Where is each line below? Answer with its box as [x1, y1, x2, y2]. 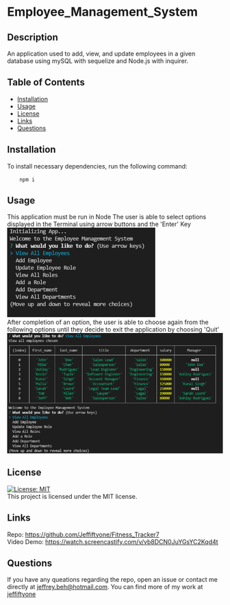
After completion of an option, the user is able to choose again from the [7, 318, 209, 326]
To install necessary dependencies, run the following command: [7, 162, 188, 170]
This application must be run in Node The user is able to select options [7, 213, 207, 221]
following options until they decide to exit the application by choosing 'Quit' [7, 325, 220, 334]
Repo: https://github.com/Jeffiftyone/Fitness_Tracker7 [7, 530, 159, 539]
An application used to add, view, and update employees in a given [7, 49, 196, 58]
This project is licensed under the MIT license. [7, 492, 138, 500]
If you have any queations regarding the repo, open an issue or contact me [7, 576, 218, 584]
